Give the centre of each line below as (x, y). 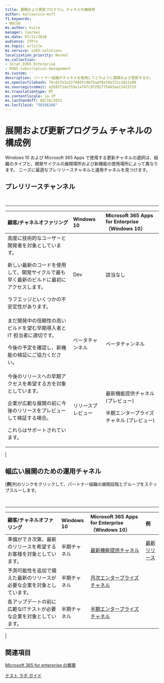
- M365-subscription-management (38, 69)
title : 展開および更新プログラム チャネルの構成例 (50, 10)
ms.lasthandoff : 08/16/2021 (34, 101)
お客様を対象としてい (32, 554)
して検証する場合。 (30, 418)
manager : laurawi (23, 32)
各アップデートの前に (32, 601)
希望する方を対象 (47, 384)
